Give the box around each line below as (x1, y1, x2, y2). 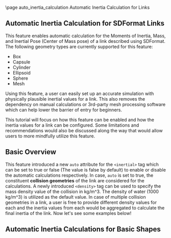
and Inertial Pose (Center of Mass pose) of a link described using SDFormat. (5, 38, 166, 44)
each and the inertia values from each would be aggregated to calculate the (5, 204, 165, 211)
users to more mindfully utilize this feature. (5, 133, 95, 139)
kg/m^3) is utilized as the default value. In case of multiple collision (5, 194, 146, 200)
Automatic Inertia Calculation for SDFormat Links (5, 19, 165, 28)
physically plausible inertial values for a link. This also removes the (5, 96, 145, 102)
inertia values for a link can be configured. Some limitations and (5, 122, 139, 128)
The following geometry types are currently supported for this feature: (5, 43, 153, 50)
